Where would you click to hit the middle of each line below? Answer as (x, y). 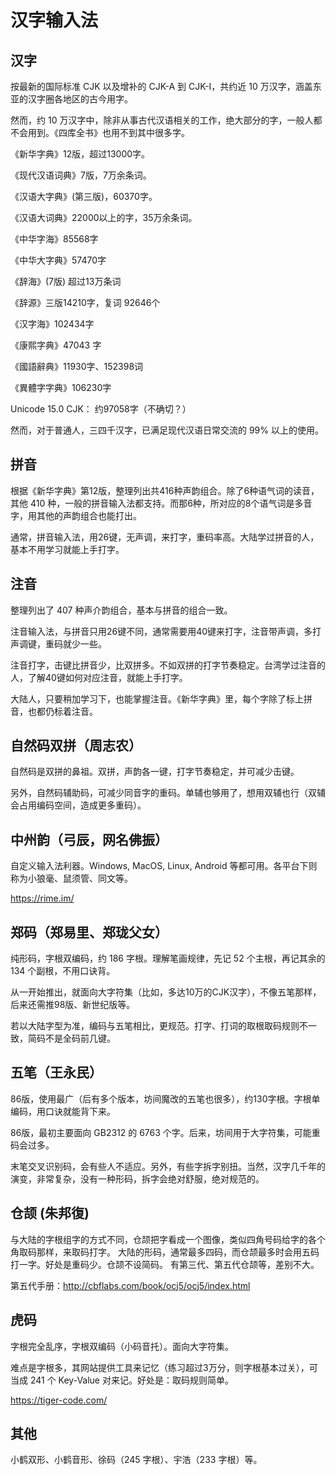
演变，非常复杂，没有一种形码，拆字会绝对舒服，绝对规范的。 (137, 1178)
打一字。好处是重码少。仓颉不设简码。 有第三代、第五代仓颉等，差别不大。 (165, 1264)
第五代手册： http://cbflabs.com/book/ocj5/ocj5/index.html (130, 1285)
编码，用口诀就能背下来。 (63, 1111)
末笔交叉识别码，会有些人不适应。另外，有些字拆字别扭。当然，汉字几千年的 (168, 1166)
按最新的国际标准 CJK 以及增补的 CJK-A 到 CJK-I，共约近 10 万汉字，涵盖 (161, 86)
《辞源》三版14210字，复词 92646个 (85, 302)
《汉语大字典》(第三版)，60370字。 (84, 196)
